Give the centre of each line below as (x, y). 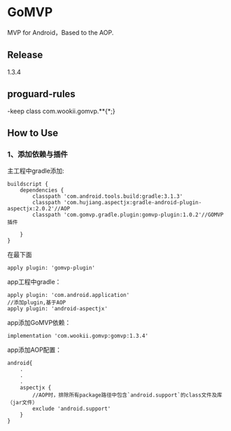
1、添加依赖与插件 (37, 154)
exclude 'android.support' (72, 409)
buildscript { (28, 184)
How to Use (33, 133)
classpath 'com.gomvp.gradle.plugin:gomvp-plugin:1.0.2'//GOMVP (128, 215)
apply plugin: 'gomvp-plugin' (51, 268)
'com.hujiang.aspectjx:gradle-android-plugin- (132, 203)
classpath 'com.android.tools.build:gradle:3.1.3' (108, 197)
